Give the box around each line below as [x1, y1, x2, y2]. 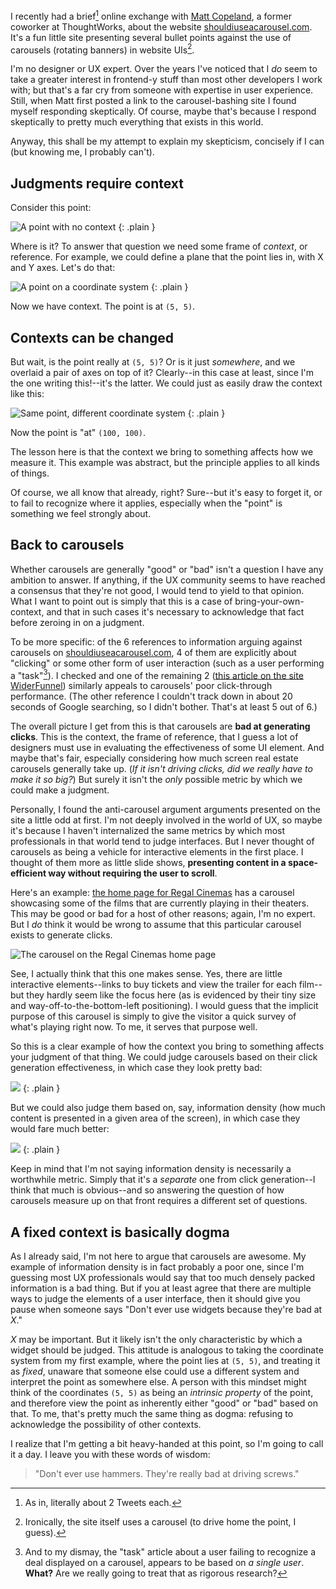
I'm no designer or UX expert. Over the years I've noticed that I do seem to [10, 63, 318, 75]
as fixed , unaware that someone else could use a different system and [10, 1365, 300, 1378]
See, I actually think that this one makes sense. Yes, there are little [10, 968, 283, 980]
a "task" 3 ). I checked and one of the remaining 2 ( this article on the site [10, 667, 304, 681]
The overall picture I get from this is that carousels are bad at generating [10, 720, 311, 733]
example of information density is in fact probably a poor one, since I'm [10, 1261, 305, 1273]
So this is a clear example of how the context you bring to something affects [10, 1040, 325, 1053]
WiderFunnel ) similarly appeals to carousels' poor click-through [10, 680, 273, 692]
